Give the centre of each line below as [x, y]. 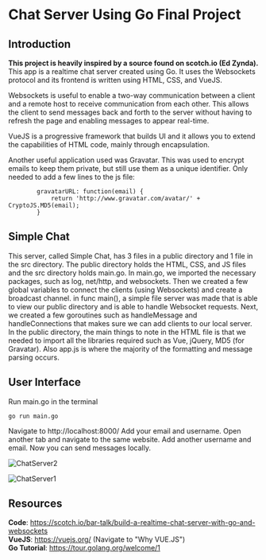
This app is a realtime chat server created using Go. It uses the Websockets [132, 72]
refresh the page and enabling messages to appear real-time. [109, 121]
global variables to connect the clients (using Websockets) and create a [125, 290]
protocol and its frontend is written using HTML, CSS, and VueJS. [115, 80]
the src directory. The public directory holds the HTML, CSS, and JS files [127, 264]
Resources [35, 504]
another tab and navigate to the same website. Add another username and [130, 439]
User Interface [45, 382]
